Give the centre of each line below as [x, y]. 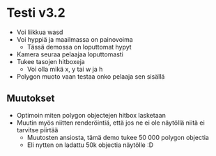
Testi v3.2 [36, 13]
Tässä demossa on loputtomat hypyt [79, 47]
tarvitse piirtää [37, 130]
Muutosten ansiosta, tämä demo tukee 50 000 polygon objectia [118, 137]
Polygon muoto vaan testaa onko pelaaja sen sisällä [91, 76]
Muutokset [31, 99]
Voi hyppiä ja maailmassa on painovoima [75, 39]
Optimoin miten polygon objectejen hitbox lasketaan [91, 115]
